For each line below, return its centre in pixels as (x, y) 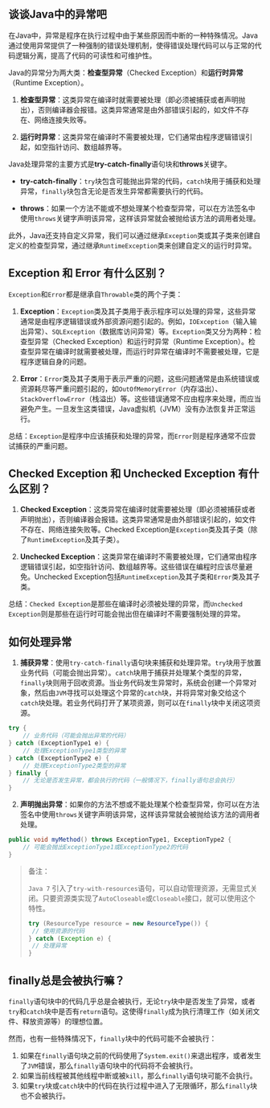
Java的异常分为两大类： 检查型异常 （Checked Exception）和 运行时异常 (126, 72)
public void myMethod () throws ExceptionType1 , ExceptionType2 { (120, 840)
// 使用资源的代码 (58, 931)
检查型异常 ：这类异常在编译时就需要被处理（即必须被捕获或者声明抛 (133, 100)
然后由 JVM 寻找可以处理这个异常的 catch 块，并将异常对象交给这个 (140, 693)
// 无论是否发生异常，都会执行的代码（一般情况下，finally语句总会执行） (131, 781)
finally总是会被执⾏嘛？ (67, 981)
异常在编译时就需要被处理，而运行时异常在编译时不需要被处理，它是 (147, 351)
